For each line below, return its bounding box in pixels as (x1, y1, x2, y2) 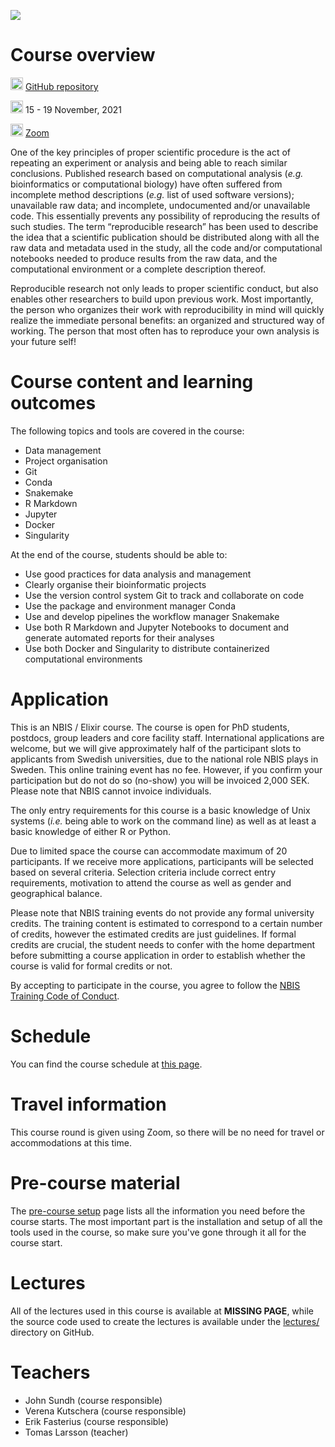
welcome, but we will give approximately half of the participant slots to (10, 742, 302, 754)
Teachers (10, 1361, 91, 1384)
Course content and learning (10, 371, 254, 394)
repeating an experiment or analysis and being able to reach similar (10, 156, 288, 169)
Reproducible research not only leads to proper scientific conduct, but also (10, 282, 319, 294)
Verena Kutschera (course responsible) (24, 1405, 187, 1417)
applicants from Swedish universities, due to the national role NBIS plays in (10, 753, 319, 765)
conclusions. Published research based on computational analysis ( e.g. (10, 167, 304, 179)
